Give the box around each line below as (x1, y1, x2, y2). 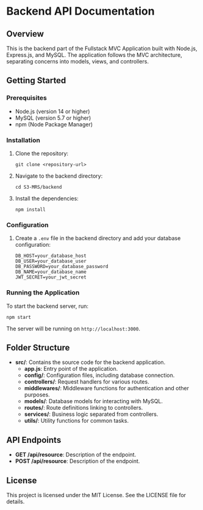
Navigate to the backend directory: (15, 172, 103, 180)
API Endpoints (6, 435, 62, 445)
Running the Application (6, 288, 80, 297)
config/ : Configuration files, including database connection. (24, 371, 175, 379)
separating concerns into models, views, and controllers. (6, 58, 149, 65)
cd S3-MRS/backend (15, 184, 62, 190)
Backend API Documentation (6, 4, 155, 18)
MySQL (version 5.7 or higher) (15, 114, 91, 122)
